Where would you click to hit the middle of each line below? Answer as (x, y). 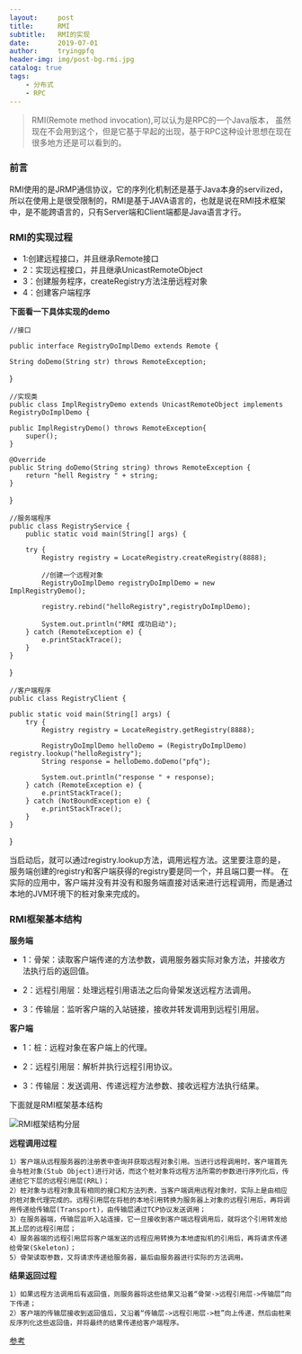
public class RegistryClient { (68, 699)
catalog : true (36, 68)
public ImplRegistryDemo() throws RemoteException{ (108, 429)
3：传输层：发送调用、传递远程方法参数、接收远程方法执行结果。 (143, 1086)
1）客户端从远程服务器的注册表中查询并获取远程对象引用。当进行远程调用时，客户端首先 (148, 1162)
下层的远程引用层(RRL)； (70, 1181)
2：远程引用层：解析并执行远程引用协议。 (100, 1067)
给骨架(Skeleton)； (43, 1249)
